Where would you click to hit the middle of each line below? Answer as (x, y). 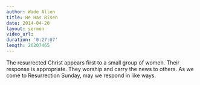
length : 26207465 (28, 46)
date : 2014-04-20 (28, 23)
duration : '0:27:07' (32, 40)
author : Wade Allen (31, 12)
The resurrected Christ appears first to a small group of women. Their (93, 62)
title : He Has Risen (32, 17)
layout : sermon (25, 29)
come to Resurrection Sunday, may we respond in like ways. (81, 75)
